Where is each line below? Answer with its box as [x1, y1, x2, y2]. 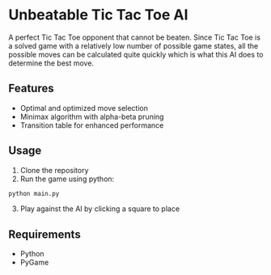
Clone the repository [19, 165, 89, 175]
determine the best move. [8, 58, 95, 68]
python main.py [8, 189, 60, 197]
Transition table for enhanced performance [19, 120, 164, 130]
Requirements [8, 227, 81, 241]
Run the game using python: [19, 174, 115, 184]
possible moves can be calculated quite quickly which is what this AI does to [8, 49, 264, 59]
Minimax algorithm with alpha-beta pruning [19, 112, 164, 121]
